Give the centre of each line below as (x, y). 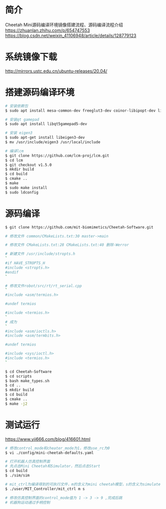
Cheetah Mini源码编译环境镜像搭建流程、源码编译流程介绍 (64, 25)
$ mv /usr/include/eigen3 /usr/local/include (53, 142)
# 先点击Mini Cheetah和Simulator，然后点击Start (53, 466)
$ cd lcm (14, 160)
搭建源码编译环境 (40, 93)
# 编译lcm (14, 151)
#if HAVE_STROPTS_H (25, 263)
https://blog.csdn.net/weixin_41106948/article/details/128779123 (71, 36)
